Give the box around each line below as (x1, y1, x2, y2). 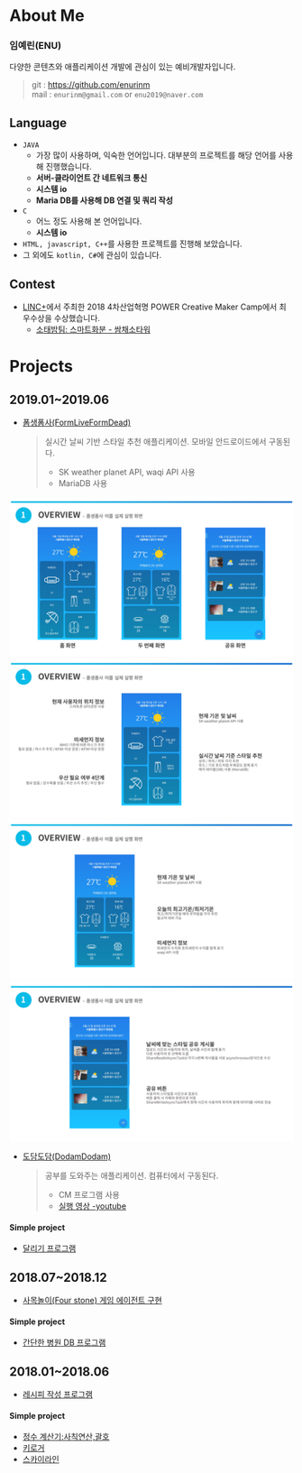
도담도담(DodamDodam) (22, 1151, 111, 1162)
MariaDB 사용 (58, 478, 108, 489)
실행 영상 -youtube (58, 1201, 127, 1211)
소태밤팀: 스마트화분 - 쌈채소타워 (35, 324, 151, 335)
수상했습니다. (53, 313, 101, 324)
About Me (9, 5, 85, 26)
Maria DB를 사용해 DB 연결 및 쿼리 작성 (35, 195, 174, 206)
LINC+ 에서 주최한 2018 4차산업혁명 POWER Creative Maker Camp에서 (22, 301, 278, 312)
